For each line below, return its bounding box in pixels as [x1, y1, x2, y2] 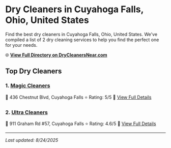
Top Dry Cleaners [5, 67, 62, 76]
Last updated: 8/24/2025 [5, 137, 59, 143]
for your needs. [5, 42, 38, 48]
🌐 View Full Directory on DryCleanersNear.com [5, 52, 108, 58]
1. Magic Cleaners [5, 82, 50, 90]
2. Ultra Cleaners [5, 108, 48, 115]
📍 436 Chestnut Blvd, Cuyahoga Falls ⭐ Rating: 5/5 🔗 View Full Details [5, 94, 152, 100]
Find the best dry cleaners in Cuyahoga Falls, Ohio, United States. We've [5, 31, 158, 37]
